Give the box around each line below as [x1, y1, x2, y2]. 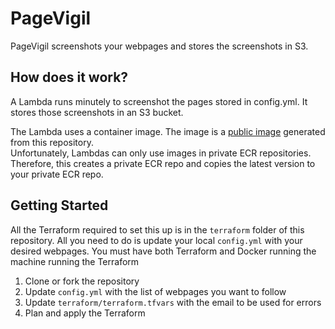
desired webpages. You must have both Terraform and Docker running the [10, 245, 317, 257]
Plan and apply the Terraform [24, 307, 146, 319]
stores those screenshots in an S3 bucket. [10, 106, 184, 118]
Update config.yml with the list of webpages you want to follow [24, 285, 287, 297]
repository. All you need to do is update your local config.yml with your [10, 234, 303, 246]
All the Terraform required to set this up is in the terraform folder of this [10, 223, 305, 236]
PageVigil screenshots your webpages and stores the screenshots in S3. [10, 40, 309, 52]
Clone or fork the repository [24, 275, 140, 287]
